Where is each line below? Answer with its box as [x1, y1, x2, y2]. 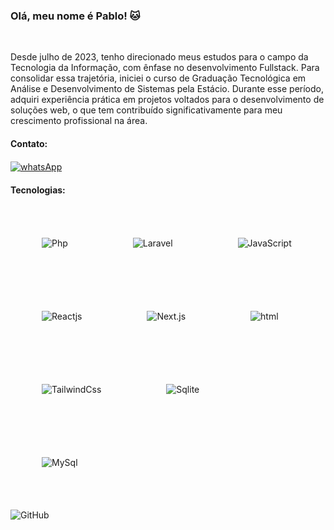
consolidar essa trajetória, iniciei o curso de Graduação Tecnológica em [10, 72, 307, 84]
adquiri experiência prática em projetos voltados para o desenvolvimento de [10, 94, 325, 106]
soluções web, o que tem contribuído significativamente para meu [10, 104, 283, 116]
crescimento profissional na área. [10, 115, 148, 127]
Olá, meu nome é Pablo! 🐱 [10, 9, 141, 23]
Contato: [10, 137, 48, 149]
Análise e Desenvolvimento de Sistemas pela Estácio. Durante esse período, [10, 83, 325, 95]
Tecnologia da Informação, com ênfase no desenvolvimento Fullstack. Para [10, 62, 320, 74]
